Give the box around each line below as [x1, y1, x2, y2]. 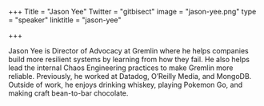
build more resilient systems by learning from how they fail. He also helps [8, 55, 250, 64]
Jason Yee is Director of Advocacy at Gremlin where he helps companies [8, 46, 250, 55]
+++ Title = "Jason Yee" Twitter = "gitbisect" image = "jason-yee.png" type [8, 7, 257, 16]
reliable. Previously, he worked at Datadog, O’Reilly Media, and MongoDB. [8, 72, 252, 80]
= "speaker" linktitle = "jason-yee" [8, 15, 122, 25]
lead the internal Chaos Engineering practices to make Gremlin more [8, 63, 234, 73]
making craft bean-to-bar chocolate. [8, 88, 129, 98]
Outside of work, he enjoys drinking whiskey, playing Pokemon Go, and [8, 80, 243, 89]
